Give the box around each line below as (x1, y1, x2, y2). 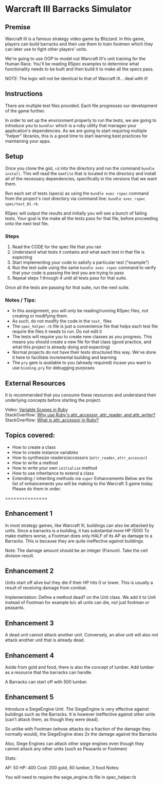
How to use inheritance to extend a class (12, 470, 94, 476)
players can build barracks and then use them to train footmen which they (5, 41, 153, 47)
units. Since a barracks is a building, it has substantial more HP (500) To (5, 527, 149, 533)
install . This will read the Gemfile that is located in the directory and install (5, 170, 157, 176)
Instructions (5, 89, 43, 98)
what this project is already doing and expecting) (12, 344, 110, 350)
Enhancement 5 (5, 693, 54, 701)
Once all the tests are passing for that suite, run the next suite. (5, 284, 130, 290)
